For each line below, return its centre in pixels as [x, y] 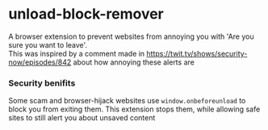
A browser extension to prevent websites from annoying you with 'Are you [131, 36]
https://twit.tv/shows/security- [197, 53]
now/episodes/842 [40, 62]
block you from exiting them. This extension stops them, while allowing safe [134, 109]
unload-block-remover [86, 14]
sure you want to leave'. [48, 44]
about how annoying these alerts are [134, 62]
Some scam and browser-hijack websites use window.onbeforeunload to [127, 101]
